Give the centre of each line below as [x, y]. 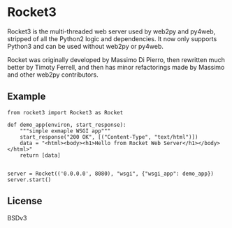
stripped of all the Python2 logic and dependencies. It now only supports [112, 38]
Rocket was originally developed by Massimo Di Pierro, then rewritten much [116, 59]
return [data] [40, 155]
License [25, 201]
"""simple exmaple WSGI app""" [65, 131]
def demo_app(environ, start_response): [67, 125]
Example [27, 97]
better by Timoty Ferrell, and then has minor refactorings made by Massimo [116, 67]
